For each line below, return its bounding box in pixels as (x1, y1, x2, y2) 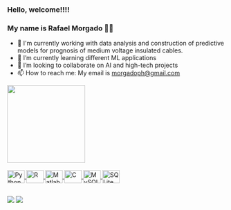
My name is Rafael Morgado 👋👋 (7, 23, 114, 32)
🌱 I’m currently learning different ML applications (17, 54, 157, 62)
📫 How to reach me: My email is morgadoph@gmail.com (17, 69, 181, 77)
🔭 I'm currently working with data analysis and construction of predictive (17, 39, 225, 48)
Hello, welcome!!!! (7, 5, 71, 15)
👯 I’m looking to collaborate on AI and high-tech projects (17, 61, 178, 70)
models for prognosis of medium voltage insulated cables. (17, 46, 183, 55)
